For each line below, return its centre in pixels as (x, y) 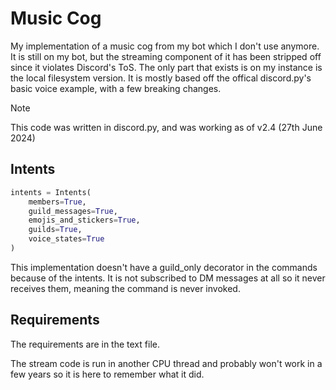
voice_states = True (66, 239)
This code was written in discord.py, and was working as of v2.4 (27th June (166, 127)
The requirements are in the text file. (85, 344)
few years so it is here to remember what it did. (107, 374)
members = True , (57, 202)
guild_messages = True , (73, 211)
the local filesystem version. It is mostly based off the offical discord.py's (161, 78)
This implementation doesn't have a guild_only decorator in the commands (164, 267)
